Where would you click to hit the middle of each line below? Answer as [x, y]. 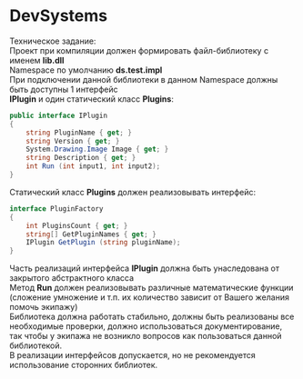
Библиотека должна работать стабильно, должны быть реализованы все [152, 317]
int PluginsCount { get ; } [77, 225]
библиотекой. [36, 345]
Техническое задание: [53, 41]
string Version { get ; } [73, 141]
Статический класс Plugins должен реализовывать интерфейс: [133, 192]
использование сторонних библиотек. [84, 365]
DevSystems [58, 16]
